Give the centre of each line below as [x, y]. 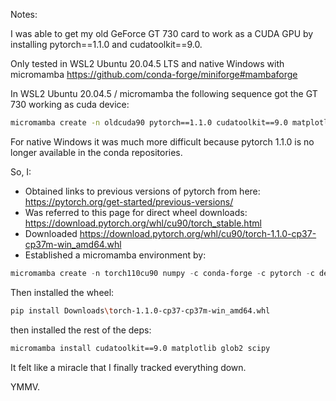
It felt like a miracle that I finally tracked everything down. [128, 367]
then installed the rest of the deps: [81, 330]
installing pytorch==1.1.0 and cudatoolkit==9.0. [106, 44]
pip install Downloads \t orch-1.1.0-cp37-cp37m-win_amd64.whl [140, 310]
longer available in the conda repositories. [96, 152]
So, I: [21, 171]
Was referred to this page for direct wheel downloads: [136, 212]
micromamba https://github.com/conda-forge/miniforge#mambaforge [154, 74]
